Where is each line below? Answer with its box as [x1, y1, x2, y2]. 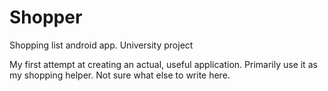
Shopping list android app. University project [9, 39, 194, 51]
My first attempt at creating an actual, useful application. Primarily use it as [9, 58, 318, 70]
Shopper [9, 6, 83, 29]
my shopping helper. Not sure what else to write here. [9, 69, 231, 81]
